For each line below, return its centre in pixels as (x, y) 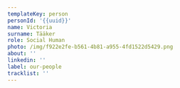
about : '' (22, 54)
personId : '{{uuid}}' (39, 21)
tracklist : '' (28, 73)
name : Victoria (30, 27)
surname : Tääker (31, 34)
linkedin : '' (27, 60)
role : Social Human (36, 40)
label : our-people (35, 67)
